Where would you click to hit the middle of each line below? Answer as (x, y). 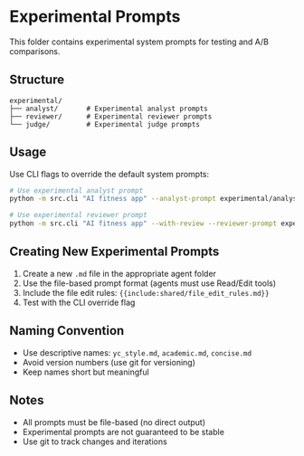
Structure (37, 80)
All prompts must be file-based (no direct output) (114, 422)
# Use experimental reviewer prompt (78, 215)
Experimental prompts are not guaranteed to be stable (123, 432)
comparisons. (35, 51)
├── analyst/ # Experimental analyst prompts (109, 109)
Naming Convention (67, 331)
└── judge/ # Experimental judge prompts (105, 124)
